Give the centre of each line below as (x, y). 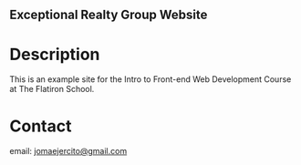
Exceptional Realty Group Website (109, 15)
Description (55, 54)
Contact (41, 126)
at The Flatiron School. (52, 89)
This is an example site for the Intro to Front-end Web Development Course (150, 79)
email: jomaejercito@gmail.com (68, 151)
